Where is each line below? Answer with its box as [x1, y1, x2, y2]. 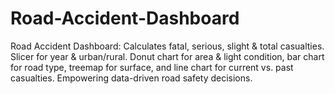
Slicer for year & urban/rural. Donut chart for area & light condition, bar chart [10, 50, 325, 62]
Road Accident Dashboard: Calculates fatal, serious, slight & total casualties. [10, 40, 325, 52]
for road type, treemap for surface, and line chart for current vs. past [10, 61, 294, 73]
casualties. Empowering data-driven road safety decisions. [10, 72, 253, 84]
